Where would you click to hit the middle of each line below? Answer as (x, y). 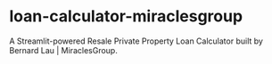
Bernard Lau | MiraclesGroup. (63, 50)
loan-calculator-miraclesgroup (126, 16)
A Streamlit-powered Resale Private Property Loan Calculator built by (136, 41)
